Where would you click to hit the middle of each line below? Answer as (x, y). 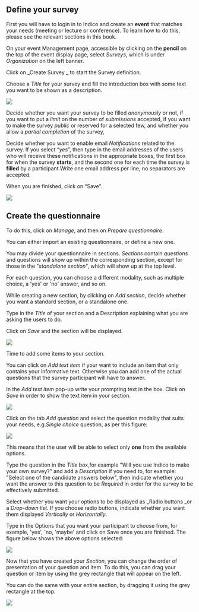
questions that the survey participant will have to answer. (76, 378)
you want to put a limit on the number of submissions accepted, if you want (98, 119)
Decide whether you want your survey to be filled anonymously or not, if (95, 113)
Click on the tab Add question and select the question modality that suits (95, 418)
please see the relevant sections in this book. (61, 37)
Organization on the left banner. (45, 61)
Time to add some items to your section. (56, 353)
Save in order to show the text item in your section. (69, 395)
